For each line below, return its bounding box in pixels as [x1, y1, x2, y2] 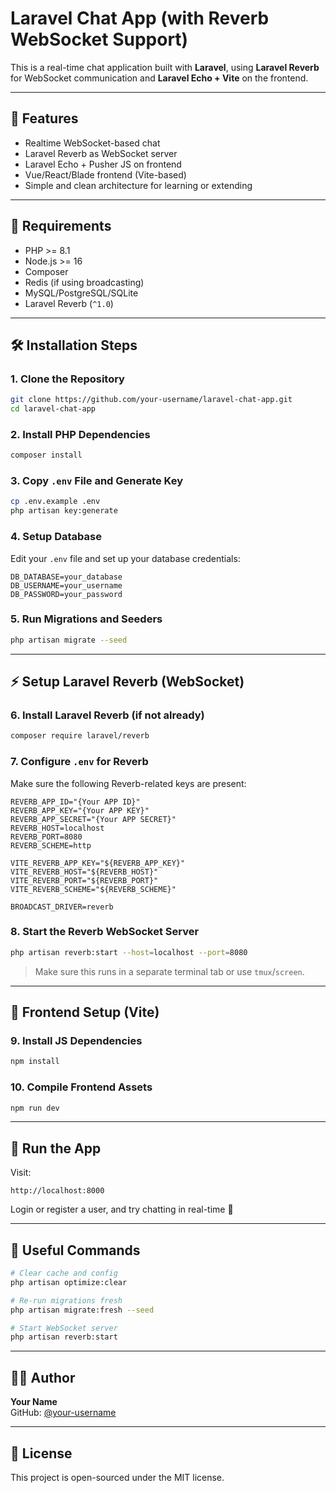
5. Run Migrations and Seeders [10, 612, 163, 626]
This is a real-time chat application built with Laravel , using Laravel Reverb [10, 61, 320, 73]
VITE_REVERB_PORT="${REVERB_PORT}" [10, 875, 159, 886]
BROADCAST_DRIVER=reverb [10, 902, 114, 912]
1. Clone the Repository [10, 372, 125, 386]
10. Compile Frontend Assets [10, 1080, 153, 1094]
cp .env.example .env [10, 497, 101, 507]
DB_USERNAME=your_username [10, 580, 123, 591]
